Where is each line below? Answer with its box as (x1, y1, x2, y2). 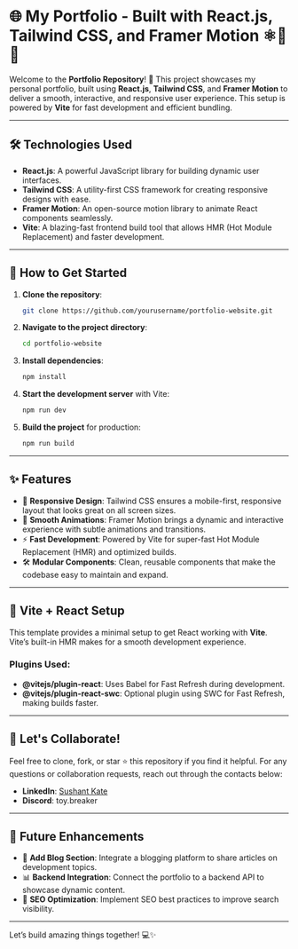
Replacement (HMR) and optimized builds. (21, 546, 177, 557)
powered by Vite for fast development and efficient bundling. (9, 102, 233, 113)
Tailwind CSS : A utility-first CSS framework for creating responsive (21, 184, 269, 194)
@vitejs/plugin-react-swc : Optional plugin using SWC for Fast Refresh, (21, 688, 286, 699)
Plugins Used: (9, 659, 71, 671)
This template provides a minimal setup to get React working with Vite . (9, 627, 268, 637)
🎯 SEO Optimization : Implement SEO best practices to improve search (21, 894, 279, 905)
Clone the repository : (21, 289, 103, 299)
